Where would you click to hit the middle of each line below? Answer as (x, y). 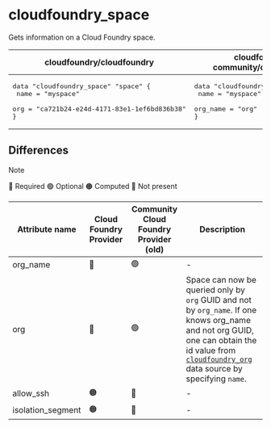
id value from (211, 350)
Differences (39, 151)
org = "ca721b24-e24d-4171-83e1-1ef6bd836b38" (100, 109)
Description (222, 229)
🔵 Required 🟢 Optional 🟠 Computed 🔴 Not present (93, 186)
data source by (215, 368)
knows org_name (219, 320)
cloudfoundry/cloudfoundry (99, 62)
